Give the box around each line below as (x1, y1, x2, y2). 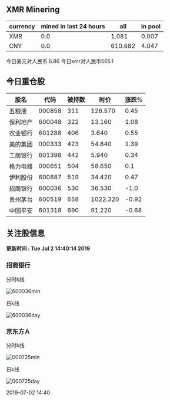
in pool (141, 22, 161, 30)
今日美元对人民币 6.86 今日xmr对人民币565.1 (6, 57, 114, 64)
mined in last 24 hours (41, 22, 105, 30)
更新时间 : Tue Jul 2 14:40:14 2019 (6, 245, 91, 252)
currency (9, 22, 35, 30)
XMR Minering (6, 5, 60, 15)
